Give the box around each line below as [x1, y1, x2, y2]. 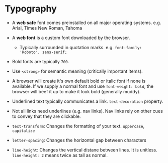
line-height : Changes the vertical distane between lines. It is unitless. [12, 146, 157, 153]
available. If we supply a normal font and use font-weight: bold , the [12, 83, 154, 89]
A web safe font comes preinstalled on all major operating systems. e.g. [12, 20, 161, 26]
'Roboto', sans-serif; [19, 50, 67, 55]
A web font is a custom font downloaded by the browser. [12, 35, 130, 41]
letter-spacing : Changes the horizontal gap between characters [12, 137, 146, 143]
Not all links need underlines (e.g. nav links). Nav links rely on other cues [12, 108, 163, 114]
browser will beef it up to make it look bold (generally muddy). [12, 88, 141, 94]
